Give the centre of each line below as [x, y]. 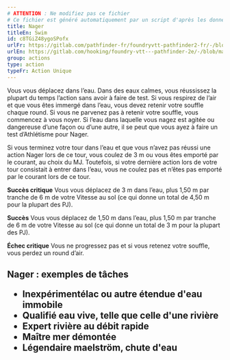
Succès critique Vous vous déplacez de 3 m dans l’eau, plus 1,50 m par [108, 190]
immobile [42, 305]
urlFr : [16, 45]
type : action [26, 64]
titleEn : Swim [27, 33]
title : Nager [26, 26]
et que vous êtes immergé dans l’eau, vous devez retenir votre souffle [105, 105]
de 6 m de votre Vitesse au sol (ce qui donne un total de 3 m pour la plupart [114, 225]
